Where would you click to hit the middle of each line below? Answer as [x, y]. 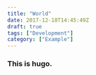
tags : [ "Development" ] [40, 33]
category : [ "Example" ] [40, 40]
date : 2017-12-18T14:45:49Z [48, 20]
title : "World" [29, 14]
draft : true [25, 26]
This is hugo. [30, 64]
